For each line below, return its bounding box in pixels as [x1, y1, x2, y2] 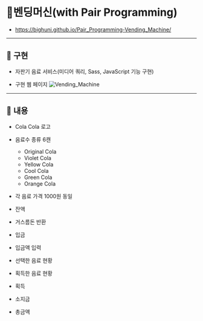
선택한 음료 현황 [14, 256, 53, 264]
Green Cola [24, 173, 53, 181]
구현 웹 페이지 [14, 80, 48, 88]
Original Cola [24, 148, 57, 155]
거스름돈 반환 [14, 218, 47, 225]
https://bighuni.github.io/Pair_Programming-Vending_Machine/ [14, 25, 172, 33]
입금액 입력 [14, 244, 42, 251]
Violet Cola [24, 154, 51, 161]
